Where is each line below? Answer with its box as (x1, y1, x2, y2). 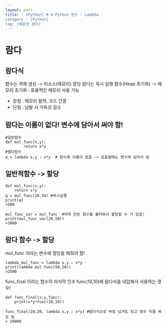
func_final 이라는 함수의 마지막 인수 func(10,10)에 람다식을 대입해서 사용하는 (5, 278, 156, 285)
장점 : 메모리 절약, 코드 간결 (12, 98, 67, 104)
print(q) (5, 198, 24, 203)
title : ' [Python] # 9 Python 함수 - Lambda (5, 12, 99, 17)
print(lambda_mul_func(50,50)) (5, 264, 71, 269)
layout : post (5, 7, 33, 13)
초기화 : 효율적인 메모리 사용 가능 (14, 87, 79, 93)
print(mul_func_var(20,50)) (5, 216, 65, 221)
